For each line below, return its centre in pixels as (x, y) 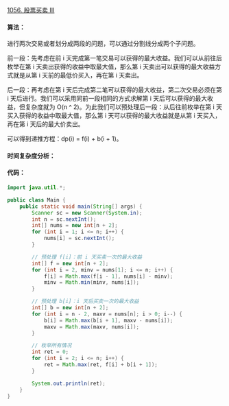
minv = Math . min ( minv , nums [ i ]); (91, 283)
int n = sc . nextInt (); (64, 219)
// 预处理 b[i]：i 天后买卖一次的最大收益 (85, 301)
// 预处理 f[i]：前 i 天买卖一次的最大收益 (87, 257)
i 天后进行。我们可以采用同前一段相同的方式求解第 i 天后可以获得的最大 (107, 99)
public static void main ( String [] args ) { (81, 206)
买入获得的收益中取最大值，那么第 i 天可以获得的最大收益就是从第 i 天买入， (114, 116)
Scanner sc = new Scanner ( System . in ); (87, 213)
